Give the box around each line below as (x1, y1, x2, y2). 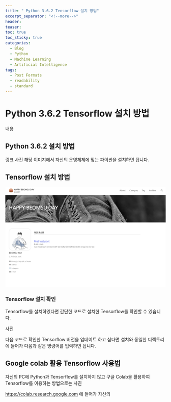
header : (5, 19, 22, 24)
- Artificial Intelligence (10, 62, 67, 67)
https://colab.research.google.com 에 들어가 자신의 (5, 391, 111, 397)
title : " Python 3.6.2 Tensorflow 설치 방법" (5, 8, 99, 13)
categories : (5, 41, 31, 46)
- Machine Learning (10, 57, 51, 62)
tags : (5, 67, 17, 72)
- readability (10, 78, 40, 84)
